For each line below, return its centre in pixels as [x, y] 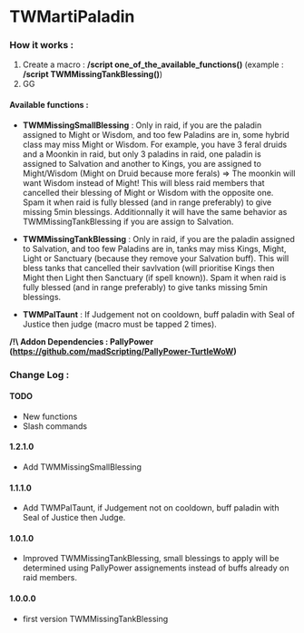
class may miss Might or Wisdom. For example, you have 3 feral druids [155, 144]
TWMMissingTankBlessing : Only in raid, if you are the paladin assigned [158, 239]
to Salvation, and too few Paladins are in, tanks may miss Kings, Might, [154, 248]
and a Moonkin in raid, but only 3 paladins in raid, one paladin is [142, 154]
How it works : [42, 45]
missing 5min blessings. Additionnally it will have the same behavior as [155, 211]
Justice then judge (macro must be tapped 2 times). [120, 324]
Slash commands [55, 426]
